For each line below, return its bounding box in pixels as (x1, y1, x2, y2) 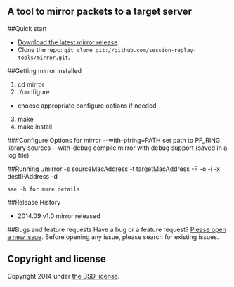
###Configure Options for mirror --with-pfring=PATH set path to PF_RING (7, 136, 221, 144)
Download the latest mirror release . (17, 38, 119, 46)
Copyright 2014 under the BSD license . (7, 272, 120, 280)
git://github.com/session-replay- (95, 46, 197, 53)
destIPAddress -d (7, 172, 58, 180)
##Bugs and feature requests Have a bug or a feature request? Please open (7, 225, 226, 234)
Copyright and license (7, 253, 107, 265)
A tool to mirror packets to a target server (7, 6, 192, 18)
